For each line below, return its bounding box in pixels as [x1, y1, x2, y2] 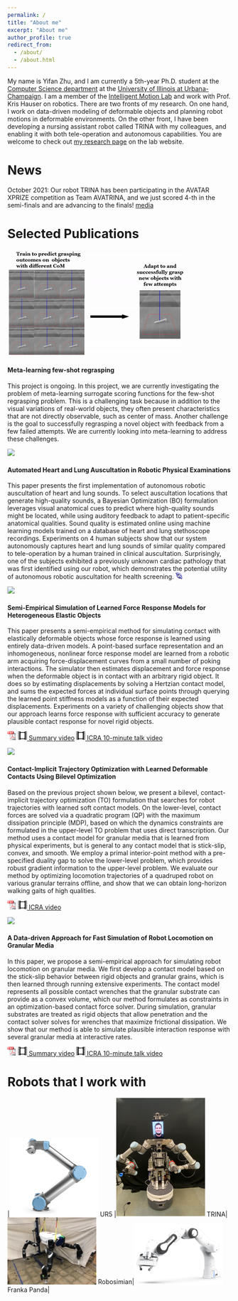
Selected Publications [7, 226, 140, 242]
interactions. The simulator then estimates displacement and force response [7, 665, 231, 673]
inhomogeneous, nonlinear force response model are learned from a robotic [7, 649, 229, 658]
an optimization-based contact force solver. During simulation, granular [7, 1002, 217, 1011]
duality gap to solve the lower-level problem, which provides [36, 856, 213, 864]
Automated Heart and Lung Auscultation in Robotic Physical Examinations [7, 466, 231, 474]
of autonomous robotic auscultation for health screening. [7, 572, 174, 581]
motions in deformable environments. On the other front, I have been [7, 114, 208, 123]
